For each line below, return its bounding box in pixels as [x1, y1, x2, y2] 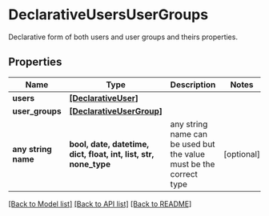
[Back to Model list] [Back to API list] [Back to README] [8, 198, 192, 209]
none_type [69, 158, 110, 170]
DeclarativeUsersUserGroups [8, 6, 209, 24]
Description [170, 78, 216, 90]
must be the [170, 158, 215, 170]
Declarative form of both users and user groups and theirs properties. [8, 32, 239, 42]
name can [170, 128, 208, 139]
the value [170, 148, 206, 159]
